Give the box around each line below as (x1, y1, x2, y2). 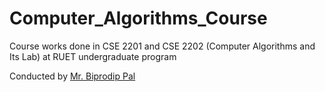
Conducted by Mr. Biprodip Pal (9, 70, 136, 82)
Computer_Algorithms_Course (9, 7, 268, 30)
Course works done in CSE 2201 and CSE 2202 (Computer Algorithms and (9, 40, 316, 52)
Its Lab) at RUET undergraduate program (9, 50, 177, 62)
